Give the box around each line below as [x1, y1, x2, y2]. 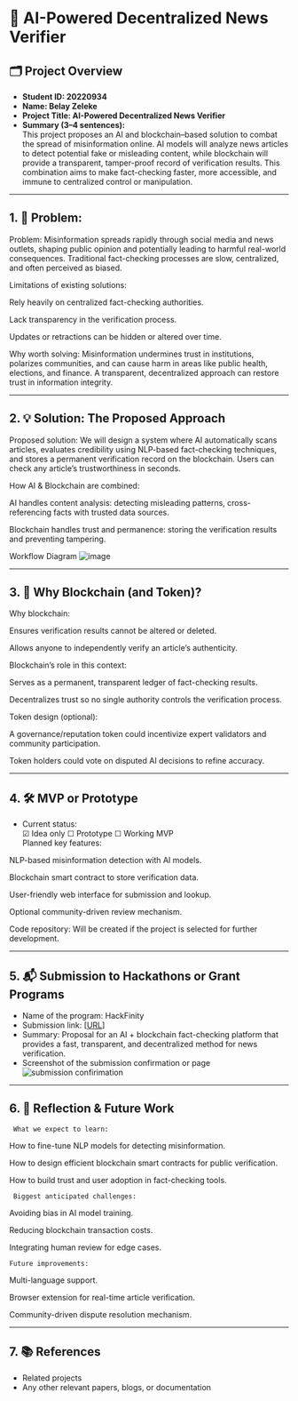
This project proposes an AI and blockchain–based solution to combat [21, 129, 278, 140]
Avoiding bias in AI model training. [9, 1207, 134, 1218]
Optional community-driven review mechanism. [9, 907, 183, 917]
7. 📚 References [9, 1344, 101, 1359]
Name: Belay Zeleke [21, 101, 98, 111]
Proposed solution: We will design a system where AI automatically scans [9, 435, 278, 445]
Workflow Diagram [9, 550, 78, 561]
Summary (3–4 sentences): [21, 120, 126, 130]
